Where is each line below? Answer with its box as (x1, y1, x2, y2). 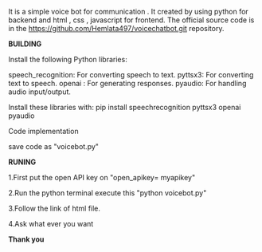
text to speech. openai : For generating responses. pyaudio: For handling (8, 79, 247, 88)
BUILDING (8, 39, 42, 49)
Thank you (8, 234, 45, 244)
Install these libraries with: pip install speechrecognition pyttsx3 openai (8, 103, 241, 112)
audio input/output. (8, 87, 72, 96)
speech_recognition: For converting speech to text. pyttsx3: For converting (8, 70, 254, 79)
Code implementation (8, 127, 79, 136)
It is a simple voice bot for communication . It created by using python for (8, 7, 248, 16)
